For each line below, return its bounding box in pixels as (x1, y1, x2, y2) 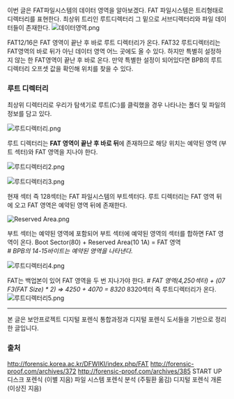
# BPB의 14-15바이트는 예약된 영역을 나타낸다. (7, 247, 134, 255)
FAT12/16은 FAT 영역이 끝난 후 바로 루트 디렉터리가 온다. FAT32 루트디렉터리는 (7, 38, 221, 47)
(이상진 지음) (7, 384, 42, 392)
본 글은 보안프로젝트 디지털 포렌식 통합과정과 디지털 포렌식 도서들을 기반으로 (7, 315, 214, 324)
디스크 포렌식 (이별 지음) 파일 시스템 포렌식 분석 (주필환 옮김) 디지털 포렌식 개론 (7, 375, 222, 384)
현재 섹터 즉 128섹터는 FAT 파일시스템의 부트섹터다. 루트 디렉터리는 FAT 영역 (7, 193, 214, 201)
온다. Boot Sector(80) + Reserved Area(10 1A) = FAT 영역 (19, 238, 181, 246)
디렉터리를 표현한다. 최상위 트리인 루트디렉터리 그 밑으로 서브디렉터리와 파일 (7, 15, 214, 23)
